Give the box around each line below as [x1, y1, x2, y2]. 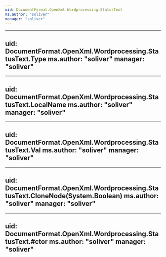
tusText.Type [5, 55, 47, 63]
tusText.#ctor [5, 238, 48, 246]
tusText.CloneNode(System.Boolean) [5, 192, 123, 200]
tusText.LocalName [5, 100, 67, 109]
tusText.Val [5, 146, 41, 155]
